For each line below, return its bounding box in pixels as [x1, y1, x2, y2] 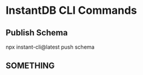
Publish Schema [5, 28, 68, 38]
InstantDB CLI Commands [5, 4, 137, 17]
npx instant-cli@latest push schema [5, 43, 95, 50]
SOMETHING [5, 61, 55, 71]
